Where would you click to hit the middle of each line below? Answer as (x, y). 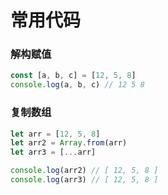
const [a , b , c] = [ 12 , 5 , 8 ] (73, 76)
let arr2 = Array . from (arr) (69, 143)
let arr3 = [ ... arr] (53, 152)
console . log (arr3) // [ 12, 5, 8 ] (84, 180)
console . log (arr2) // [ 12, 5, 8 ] (84, 171)
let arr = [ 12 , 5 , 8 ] (55, 134)
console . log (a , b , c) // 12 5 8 (77, 85)
